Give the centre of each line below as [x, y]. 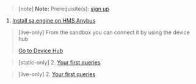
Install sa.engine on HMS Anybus [54, 20]
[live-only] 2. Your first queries [57, 74]
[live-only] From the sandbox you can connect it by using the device [104, 32]
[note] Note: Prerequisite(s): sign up [64, 9]
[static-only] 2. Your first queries [59, 62]
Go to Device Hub [40, 51]
